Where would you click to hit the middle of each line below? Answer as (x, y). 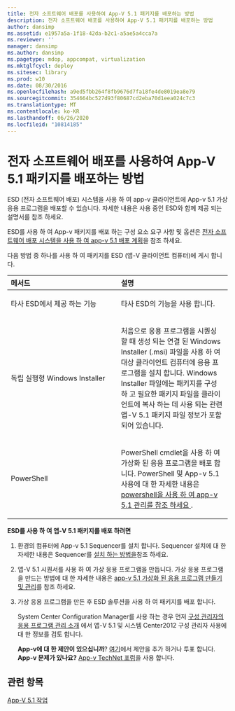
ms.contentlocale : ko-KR (43, 111)
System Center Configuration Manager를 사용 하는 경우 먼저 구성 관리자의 (120, 616)
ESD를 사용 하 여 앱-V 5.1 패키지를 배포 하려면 (69, 531)
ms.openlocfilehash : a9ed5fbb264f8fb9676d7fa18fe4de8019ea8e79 (101, 92)
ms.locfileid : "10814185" (45, 124)
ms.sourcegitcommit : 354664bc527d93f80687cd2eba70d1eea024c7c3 (101, 99)
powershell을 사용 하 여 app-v (170, 495)
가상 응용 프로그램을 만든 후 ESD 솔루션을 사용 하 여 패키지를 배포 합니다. (116, 602)
